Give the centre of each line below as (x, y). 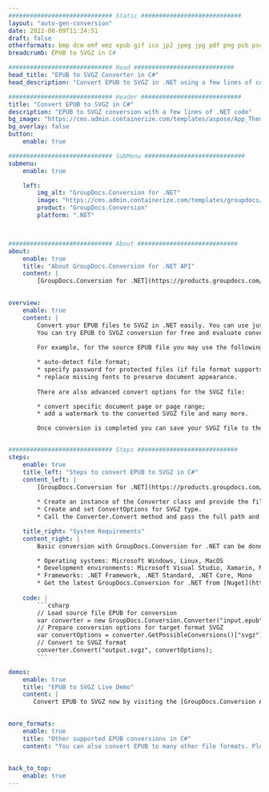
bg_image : (25, 119)
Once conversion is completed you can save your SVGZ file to (143, 428)
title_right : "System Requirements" (84, 531)
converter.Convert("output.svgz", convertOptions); (125, 650)
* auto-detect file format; (84, 362)
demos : (19, 672)
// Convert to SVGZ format (82, 643)
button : (21, 134)
